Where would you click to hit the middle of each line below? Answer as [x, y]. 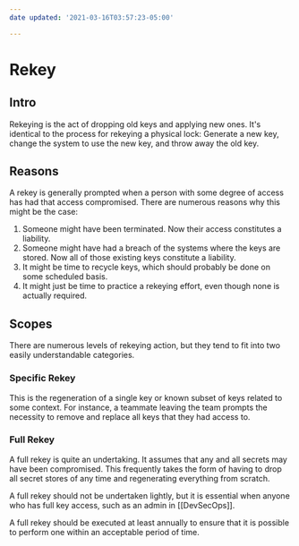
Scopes [31, 324]
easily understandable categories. [72, 355]
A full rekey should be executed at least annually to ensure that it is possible [149, 522]
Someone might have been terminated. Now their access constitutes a [152, 229]
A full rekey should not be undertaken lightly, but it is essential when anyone [150, 495]
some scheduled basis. [65, 277]
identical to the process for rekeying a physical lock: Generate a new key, [144, 133]
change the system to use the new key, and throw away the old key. [134, 143]
